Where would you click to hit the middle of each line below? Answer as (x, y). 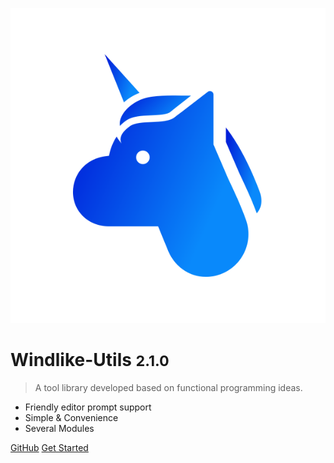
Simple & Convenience (71, 417)
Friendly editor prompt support (88, 407)
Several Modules (59, 428)
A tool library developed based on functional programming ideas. (168, 387)
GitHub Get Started (49, 447)
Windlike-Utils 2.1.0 (90, 360)
